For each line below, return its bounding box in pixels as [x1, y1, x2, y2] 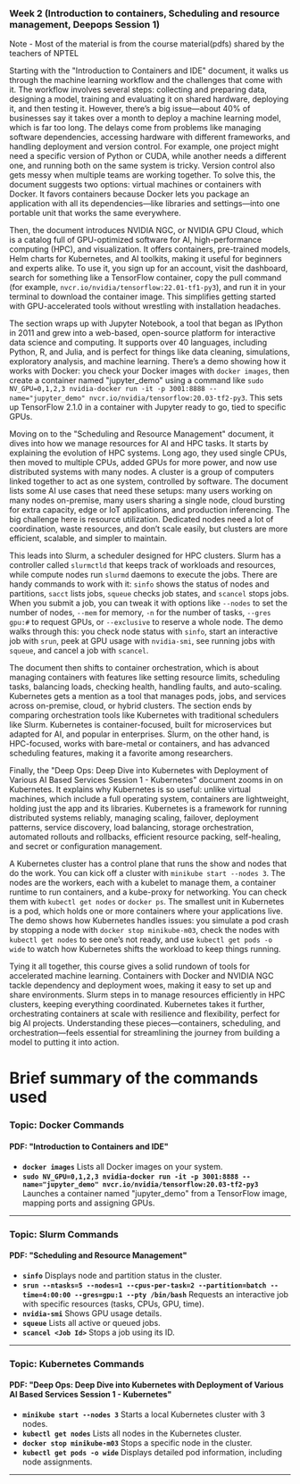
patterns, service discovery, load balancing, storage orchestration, [9, 822, 254, 833]
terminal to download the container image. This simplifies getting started [9, 291, 277, 302]
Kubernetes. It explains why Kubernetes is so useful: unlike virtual [9, 784, 252, 795]
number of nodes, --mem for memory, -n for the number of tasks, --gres [9, 607, 271, 618]
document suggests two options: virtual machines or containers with [9, 179, 262, 190]
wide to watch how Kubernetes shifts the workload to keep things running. [9, 944, 281, 955]
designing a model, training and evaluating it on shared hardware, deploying [9, 94, 289, 104]
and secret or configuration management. [9, 841, 162, 852]
